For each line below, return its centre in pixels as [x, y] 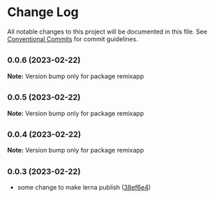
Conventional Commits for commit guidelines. [72, 38]
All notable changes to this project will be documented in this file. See [107, 31]
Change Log [43, 12]
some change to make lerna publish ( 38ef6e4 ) [84, 188]
